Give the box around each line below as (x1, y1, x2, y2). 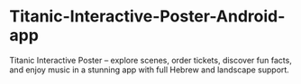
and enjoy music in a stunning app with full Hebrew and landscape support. (9, 64, 290, 75)
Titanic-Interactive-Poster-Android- (9, 6, 286, 27)
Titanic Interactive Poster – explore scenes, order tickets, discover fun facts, (9, 55, 293, 65)
